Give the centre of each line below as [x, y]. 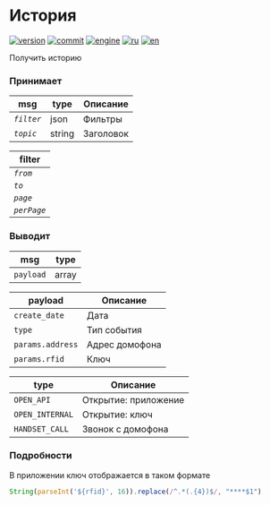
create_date [39, 315]
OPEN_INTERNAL [44, 414]
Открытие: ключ [118, 415]
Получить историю [46, 57]
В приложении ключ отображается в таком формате [110, 475]
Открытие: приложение [133, 399]
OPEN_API [32, 400]
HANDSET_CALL [42, 429]
